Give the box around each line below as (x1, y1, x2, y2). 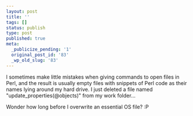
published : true (6, 36, 45, 41)
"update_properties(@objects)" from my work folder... (6, 92, 136, 99)
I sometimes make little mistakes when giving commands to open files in (6, 73, 180, 80)
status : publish (6, 24, 45, 31)
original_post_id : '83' (11, 52, 69, 58)
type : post (6, 30, 33, 36)
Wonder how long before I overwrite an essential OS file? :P (6, 103, 149, 110)
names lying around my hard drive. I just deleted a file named (6, 86, 153, 93)
